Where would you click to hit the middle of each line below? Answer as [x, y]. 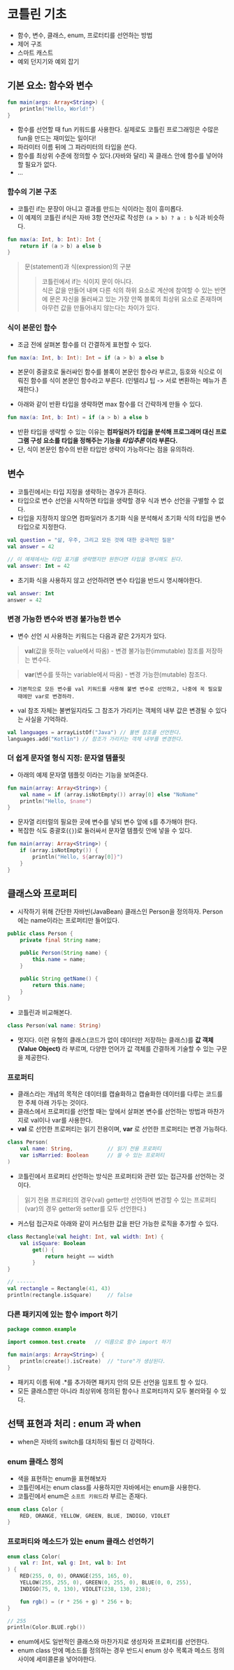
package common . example [42, 1329]
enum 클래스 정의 [36, 1462]
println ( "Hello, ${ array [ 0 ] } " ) [78, 857]
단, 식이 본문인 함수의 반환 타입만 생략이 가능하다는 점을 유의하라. [105, 449]
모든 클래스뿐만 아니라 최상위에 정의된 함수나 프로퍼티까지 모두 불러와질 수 [118, 1391]
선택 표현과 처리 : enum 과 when [74, 1424]
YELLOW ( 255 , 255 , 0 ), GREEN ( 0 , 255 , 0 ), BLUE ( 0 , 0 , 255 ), [106, 1583]
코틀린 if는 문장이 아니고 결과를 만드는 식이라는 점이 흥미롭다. [100, 208]
